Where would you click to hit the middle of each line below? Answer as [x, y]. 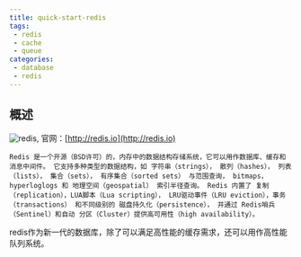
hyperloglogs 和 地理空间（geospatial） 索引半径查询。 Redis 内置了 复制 [139, 185]
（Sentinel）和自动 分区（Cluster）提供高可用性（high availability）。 [134, 214]
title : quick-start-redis [58, 18]
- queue [27, 51]
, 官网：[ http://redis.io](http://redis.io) [106, 138]
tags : [19, 26]
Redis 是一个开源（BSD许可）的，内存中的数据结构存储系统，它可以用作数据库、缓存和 [148, 157]
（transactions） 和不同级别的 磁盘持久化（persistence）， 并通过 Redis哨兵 [142, 204]
